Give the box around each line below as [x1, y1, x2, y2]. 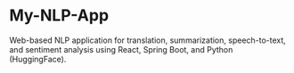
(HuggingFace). [9, 53, 67, 64]
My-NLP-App [9, 5, 110, 26]
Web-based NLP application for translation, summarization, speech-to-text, [9, 35, 287, 45]
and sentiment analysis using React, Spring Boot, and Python [9, 44, 233, 54]
